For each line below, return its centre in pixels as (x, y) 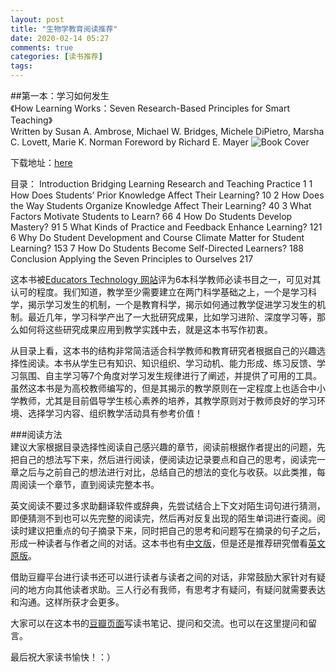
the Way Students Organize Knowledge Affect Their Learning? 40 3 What (161, 205)
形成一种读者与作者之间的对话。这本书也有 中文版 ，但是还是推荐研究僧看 (159, 543)
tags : (21, 66)
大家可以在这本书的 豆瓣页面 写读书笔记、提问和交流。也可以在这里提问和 (159, 623)
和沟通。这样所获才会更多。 (67, 602)
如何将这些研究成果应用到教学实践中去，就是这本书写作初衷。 (145, 329)
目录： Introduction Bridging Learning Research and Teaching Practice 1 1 (161, 184)
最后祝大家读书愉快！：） (63, 657)
